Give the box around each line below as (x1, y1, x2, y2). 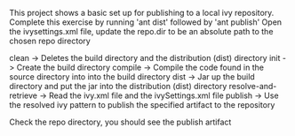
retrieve (9, 90, 38, 101)
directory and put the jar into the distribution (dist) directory (9, 81, 227, 91)
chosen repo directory (9, 35, 91, 46)
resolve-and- (228, 81, 277, 91)
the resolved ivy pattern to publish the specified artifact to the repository (9, 100, 275, 110)
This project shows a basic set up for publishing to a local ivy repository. (9, 8, 275, 18)
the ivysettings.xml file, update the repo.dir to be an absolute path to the (9, 26, 274, 36)
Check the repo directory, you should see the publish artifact (9, 117, 232, 127)
